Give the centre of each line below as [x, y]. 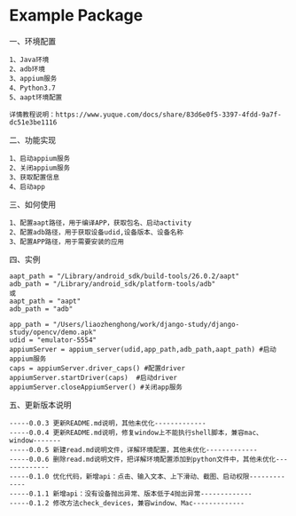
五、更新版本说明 [40, 404]
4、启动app [27, 187]
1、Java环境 [29, 60]
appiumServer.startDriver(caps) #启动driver [93, 377]
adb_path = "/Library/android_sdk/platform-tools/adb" [113, 284]
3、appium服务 [33, 78]
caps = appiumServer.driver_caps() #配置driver [97, 368]
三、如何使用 [32, 204]
